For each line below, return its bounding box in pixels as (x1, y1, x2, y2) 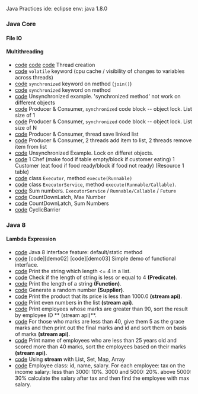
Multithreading (6, 48, 44, 55)
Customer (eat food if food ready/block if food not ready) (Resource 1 (14, 162, 184, 169)
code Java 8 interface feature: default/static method (14, 248, 143, 255)
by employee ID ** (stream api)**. (14, 311, 97, 319)
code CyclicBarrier (14, 206, 61, 213)
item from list (14, 143, 47, 150)
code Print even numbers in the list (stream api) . (14, 299, 134, 306)
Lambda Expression (6, 235, 56, 242)
